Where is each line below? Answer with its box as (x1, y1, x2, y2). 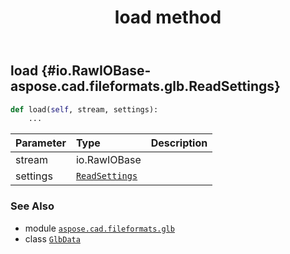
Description (150, 136, 208, 150)
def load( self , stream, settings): (10, 104, 159, 115)
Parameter (15, 136, 67, 150)
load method (114, 6, 222, 29)
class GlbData (24, 232, 81, 245)
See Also (10, 199, 55, 213)
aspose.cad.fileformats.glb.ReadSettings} (10, 78, 281, 95)
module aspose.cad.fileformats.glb (24, 222, 175, 234)
